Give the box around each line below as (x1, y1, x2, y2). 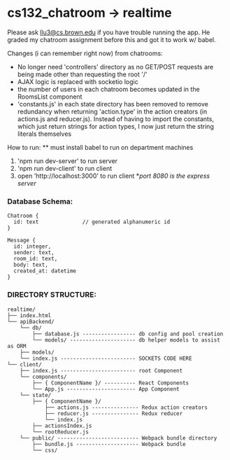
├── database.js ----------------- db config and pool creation (32, 330, 224, 337)
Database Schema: (7, 196, 73, 206)
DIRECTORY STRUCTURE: (7, 290, 96, 300)
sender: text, (13, 249, 55, 256)
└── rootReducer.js (32, 428, 89, 435)
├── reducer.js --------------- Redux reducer (44, 410, 183, 417)
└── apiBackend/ (7, 318, 55, 325)
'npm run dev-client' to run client (17, 164, 113, 172)
